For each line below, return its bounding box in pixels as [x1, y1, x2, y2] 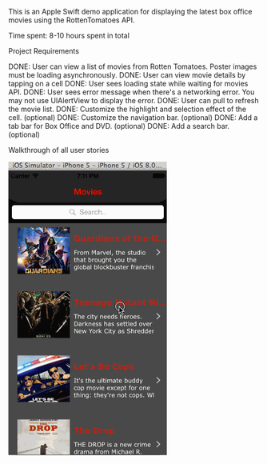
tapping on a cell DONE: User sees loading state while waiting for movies [8, 79, 249, 88]
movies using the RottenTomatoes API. [8, 15, 135, 25]
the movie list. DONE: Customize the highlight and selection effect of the [8, 104, 246, 114]
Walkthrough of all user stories [8, 146, 110, 154]
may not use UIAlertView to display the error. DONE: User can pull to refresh [8, 96, 260, 105]
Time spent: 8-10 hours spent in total [8, 31, 130, 40]
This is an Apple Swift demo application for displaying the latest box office [8, 7, 253, 16]
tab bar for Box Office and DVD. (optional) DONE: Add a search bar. [8, 122, 230, 130]
